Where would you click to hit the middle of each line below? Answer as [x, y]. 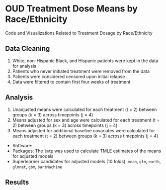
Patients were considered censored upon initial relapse [69, 76]
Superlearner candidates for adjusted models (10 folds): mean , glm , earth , [86, 161]
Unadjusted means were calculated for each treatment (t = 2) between [84, 109]
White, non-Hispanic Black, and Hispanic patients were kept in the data [85, 61]
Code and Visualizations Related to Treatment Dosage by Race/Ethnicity [79, 33]
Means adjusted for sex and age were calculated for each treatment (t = [86, 120]
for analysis [24, 66]
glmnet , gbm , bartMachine [37, 167]
